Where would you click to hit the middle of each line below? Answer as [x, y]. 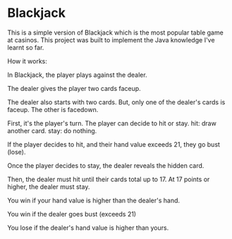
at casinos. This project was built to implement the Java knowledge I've [111, 39]
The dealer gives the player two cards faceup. [74, 88]
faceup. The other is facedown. [53, 109]
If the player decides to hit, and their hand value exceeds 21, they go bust [114, 144]
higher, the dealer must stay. [49, 186]
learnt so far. [26, 47]
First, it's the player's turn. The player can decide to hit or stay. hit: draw [112, 123]
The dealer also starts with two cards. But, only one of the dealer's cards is [116, 102]
